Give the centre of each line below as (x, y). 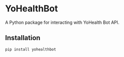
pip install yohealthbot (31, 49)
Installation (23, 38)
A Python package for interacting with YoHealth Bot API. (62, 22)
